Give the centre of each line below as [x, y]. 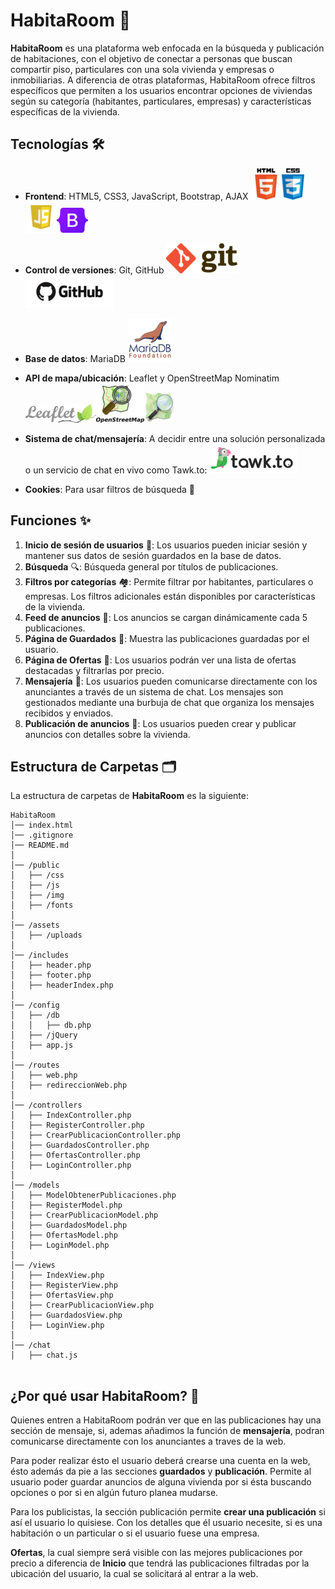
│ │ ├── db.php [51, 1025]
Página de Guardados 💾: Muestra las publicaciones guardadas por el [167, 638]
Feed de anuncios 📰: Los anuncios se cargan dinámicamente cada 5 [166, 617]
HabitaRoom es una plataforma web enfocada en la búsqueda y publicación [167, 48]
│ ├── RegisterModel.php [66, 1205]
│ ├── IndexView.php [57, 1275]
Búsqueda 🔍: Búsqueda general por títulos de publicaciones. [151, 566]
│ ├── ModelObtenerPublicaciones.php [93, 1195]
